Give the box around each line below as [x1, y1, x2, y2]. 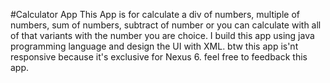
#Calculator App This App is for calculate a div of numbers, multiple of [10, 9, 300, 20]
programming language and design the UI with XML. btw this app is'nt [10, 40, 299, 52]
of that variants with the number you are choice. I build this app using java [10, 30, 315, 41]
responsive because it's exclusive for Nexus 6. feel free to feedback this [10, 51, 308, 63]
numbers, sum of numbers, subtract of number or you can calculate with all [10, 19, 322, 31]
